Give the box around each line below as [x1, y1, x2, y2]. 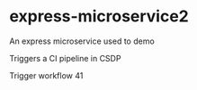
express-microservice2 [9, 6, 189, 27]
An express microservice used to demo [9, 36, 155, 46]
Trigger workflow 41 [9, 70, 84, 81]
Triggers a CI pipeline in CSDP [9, 53, 121, 63]
